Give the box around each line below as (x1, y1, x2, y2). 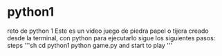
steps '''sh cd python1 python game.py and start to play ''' (7, 41, 173, 49)
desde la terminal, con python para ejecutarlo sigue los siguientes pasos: (7, 33, 216, 42)
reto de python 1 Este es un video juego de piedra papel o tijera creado (7, 27, 209, 35)
